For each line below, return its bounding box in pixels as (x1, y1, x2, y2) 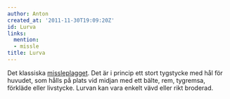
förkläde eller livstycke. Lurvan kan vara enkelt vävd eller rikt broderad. (7, 84, 214, 92)
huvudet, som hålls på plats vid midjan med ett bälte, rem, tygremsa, (7, 76, 205, 84)
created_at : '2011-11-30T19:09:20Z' (7, 17, 115, 24)
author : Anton (7, 10, 49, 18)
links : (7, 29, 27, 37)
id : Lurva (7, 23, 37, 30)
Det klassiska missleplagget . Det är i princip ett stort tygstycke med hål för (7, 68, 223, 77)
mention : (13, 37, 39, 44)
